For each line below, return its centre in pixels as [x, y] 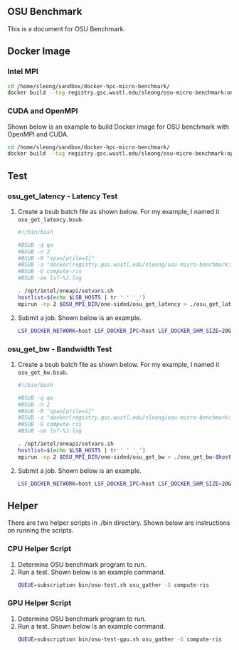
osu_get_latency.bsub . [51, 219]
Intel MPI [23, 72]
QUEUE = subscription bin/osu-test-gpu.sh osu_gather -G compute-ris [120, 639]
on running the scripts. [41, 531]
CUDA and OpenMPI [43, 111]
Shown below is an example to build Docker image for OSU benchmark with [118, 127]
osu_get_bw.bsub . [43, 372]
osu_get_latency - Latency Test [63, 196]
